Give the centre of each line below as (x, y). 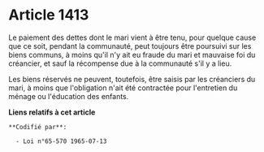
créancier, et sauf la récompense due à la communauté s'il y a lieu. (120, 63)
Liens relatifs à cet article (52, 112)
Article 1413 (49, 15)
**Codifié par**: (38, 127)
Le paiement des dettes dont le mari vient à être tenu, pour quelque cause (132, 37)
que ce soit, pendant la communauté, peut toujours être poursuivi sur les (130, 46)
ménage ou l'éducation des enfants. (69, 96)
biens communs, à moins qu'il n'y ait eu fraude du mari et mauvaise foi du (132, 54)
